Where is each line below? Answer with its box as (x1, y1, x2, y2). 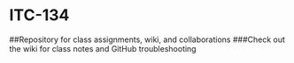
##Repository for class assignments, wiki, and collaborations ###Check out (9, 34, 286, 45)
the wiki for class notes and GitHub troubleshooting (9, 43, 197, 53)
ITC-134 (9, 5, 70, 25)
